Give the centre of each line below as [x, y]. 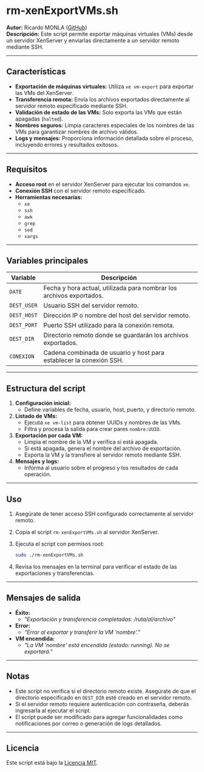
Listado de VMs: [36, 416]
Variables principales [47, 260]
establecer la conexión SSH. [83, 360]
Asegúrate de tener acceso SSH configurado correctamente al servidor [104, 514]
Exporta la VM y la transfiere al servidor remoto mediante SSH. [102, 455]
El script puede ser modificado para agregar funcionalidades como [99, 717]
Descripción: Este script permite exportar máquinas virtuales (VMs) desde [100, 33]
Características [36, 72]
